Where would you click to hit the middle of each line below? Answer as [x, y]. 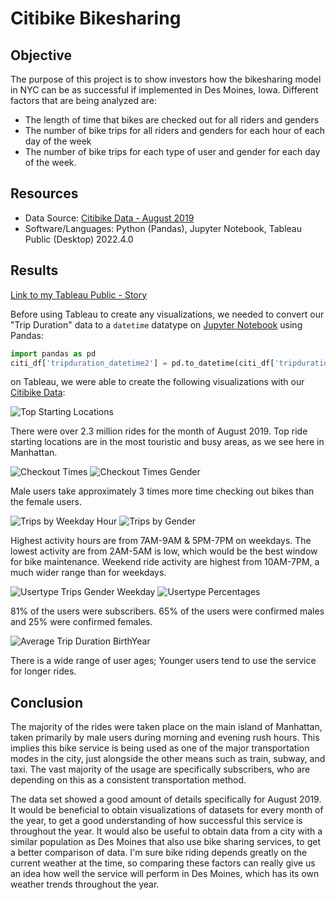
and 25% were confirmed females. [81, 622]
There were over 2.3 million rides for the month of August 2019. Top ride [159, 431]
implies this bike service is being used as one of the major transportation [160, 748]
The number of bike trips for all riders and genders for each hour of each [175, 130]
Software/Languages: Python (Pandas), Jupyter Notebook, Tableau [163, 228]
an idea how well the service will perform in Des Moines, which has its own [165, 874]
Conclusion [47, 702]
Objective [41, 55]
